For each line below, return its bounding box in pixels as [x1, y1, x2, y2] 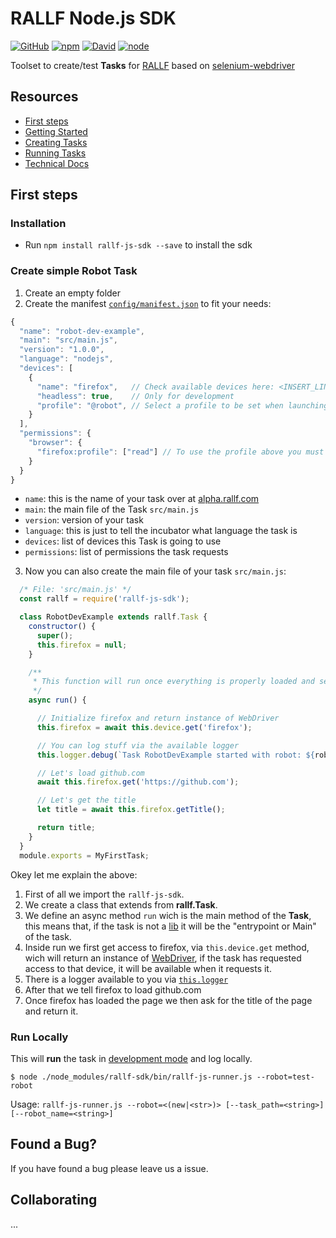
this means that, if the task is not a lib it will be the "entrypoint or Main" [24, 920, 317, 932]
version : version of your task [24, 514, 144, 526]
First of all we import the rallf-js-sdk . [24, 888, 185, 900]
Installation [10, 217, 67, 231]
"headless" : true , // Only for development [36, 391, 235, 401]
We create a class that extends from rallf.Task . [24, 898, 218, 911]
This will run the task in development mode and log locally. [10, 1052, 253, 1064]
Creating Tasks [24, 136, 88, 148]
